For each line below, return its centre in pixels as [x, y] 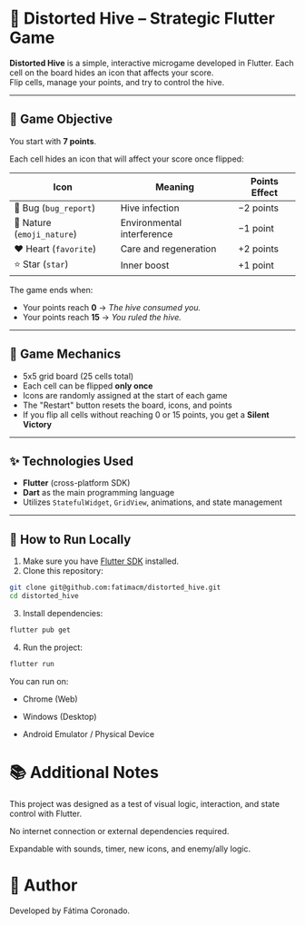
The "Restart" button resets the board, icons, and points [128, 405]
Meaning [175, 187]
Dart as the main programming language [98, 493]
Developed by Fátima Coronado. [69, 910]
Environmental [151, 222]
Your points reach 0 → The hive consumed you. [112, 307]
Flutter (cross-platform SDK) [76, 483]
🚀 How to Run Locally [70, 539]
